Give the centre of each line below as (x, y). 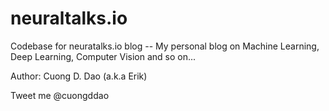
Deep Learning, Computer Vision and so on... (103, 56)
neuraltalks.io (69, 18)
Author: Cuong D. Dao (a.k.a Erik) (79, 76)
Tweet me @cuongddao (60, 95)
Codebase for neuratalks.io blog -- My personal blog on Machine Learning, (165, 46)
